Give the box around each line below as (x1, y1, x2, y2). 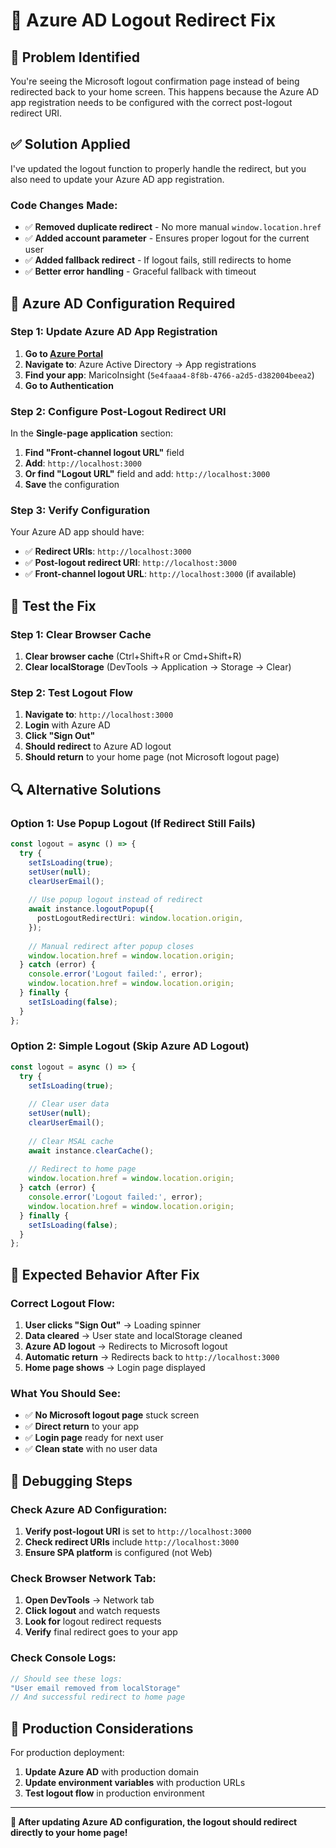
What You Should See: (10, 1386, 122, 1400)
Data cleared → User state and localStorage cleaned (24, 1330, 243, 1342)
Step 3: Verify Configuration (10, 504, 151, 518)
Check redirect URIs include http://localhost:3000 (24, 1536, 240, 1548)
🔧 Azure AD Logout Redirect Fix (10, 9, 277, 32)
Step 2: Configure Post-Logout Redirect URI (10, 404, 227, 418)
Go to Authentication (24, 379, 114, 391)
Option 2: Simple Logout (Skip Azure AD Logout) (10, 1039, 250, 1053)
